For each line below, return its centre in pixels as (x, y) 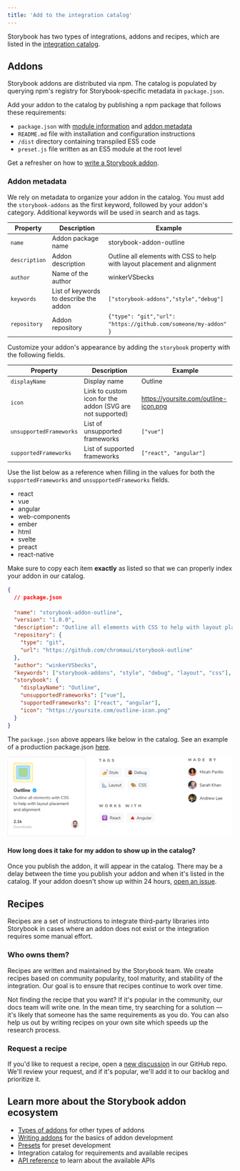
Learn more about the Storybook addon (97, 1101)
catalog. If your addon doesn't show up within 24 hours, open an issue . (112, 882)
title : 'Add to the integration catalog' (70, 15)
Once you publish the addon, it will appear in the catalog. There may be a (115, 866)
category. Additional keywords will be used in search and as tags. (104, 212)
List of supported (109, 449)
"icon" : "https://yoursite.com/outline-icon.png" (96, 710)
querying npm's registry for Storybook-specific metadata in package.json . (116, 91)
